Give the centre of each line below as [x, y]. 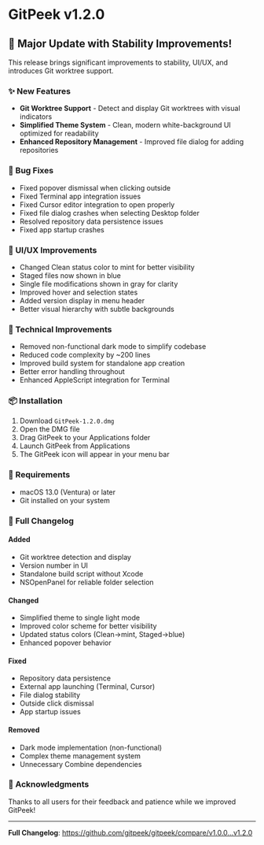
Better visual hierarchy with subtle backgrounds [97, 309]
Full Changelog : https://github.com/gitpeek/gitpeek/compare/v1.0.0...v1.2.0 [130, 832]
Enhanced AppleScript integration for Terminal [95, 380]
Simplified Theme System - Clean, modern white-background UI [125, 125]
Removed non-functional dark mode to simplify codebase [113, 347]
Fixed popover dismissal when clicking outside [95, 187]
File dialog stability [50, 695]
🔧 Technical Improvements [60, 329]
